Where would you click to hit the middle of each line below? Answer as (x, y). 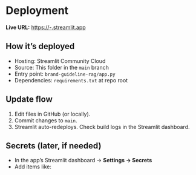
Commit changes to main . (46, 120)
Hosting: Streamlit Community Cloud (60, 61)
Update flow (29, 100)
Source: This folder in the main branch (62, 67)
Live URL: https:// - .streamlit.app (46, 27)
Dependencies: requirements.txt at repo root (71, 80)
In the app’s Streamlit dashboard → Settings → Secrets (83, 160)
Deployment (37, 11)
